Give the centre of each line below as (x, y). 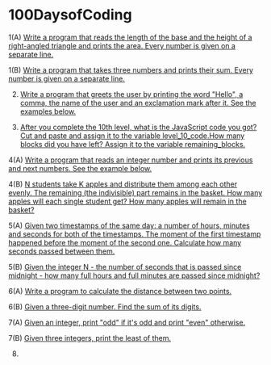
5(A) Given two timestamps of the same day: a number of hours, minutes (129, 225)
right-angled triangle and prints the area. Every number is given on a (122, 45)
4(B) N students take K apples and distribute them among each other (123, 184)
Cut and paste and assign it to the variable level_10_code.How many (132, 136)
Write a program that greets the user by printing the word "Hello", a (131, 94)
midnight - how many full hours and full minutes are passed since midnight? (134, 275)
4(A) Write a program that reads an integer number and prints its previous (131, 160)
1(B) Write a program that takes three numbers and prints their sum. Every (131, 69)
